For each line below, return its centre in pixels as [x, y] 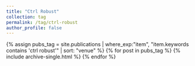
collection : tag [26, 17]
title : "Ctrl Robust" [33, 11]
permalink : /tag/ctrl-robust [42, 22]
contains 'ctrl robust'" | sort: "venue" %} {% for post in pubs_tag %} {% [93, 51]
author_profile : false [34, 28]
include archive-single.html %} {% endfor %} [61, 57]
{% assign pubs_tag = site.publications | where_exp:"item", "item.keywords [97, 44]
